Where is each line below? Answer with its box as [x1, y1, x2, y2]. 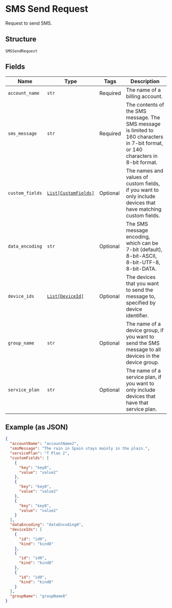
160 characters [126, 133, 164, 140]
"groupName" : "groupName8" [10, 594, 68, 599]
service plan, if [126, 373, 162, 380]
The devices [126, 273, 156, 280]
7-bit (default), [126, 246, 163, 253]
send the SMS [126, 339, 160, 347]
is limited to [126, 127, 154, 134]
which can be [126, 239, 159, 247]
